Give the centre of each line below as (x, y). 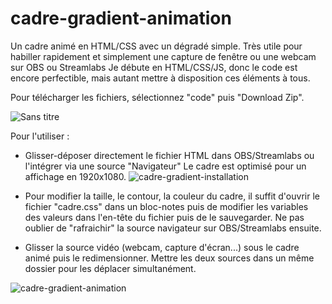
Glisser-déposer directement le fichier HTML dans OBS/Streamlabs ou (169, 155)
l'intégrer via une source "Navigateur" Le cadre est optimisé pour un (165, 166)
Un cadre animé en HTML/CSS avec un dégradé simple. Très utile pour (156, 46)
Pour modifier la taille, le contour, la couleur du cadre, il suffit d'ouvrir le (172, 196)
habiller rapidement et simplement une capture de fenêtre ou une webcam (163, 56)
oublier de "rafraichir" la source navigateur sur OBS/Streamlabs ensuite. (173, 228)
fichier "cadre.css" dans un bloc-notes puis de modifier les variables (166, 206)
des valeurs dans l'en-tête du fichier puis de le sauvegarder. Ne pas (164, 217)
